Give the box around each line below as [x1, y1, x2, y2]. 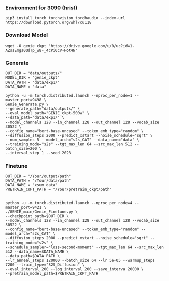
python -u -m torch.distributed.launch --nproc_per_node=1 [5, 93, 133, 98]
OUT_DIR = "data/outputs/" [5, 70, 62, 76]
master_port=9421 [5, 205, 42, 210]
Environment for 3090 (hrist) [5, 4, 78, 11]
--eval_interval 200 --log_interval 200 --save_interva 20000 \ [5, 267, 144, 272]
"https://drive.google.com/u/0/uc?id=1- [48, 43, 135, 48]
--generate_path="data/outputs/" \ [5, 106, 80, 111]
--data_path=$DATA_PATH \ [5, 254, 60, 259]
